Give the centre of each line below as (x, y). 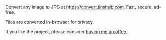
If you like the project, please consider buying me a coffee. (66, 32)
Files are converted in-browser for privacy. (50, 22)
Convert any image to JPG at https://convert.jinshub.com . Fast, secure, (79, 7)
